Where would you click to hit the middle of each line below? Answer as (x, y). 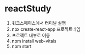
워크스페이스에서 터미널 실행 (39, 23)
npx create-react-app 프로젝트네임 (46, 29)
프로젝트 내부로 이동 (31, 35)
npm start (21, 46)
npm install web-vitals (34, 41)
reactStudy (28, 9)
